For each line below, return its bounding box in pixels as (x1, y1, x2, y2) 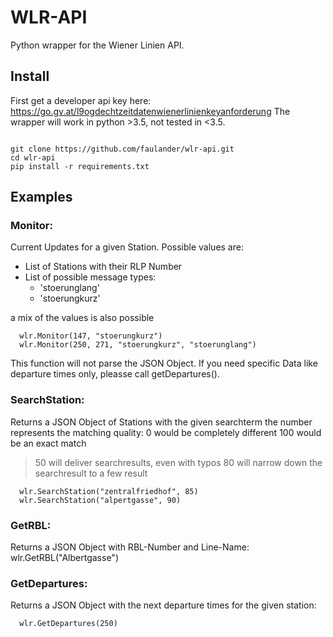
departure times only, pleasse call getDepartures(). (10, 368, 220, 380)
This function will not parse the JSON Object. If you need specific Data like (10, 357, 318, 370)
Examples (10, 189, 73, 206)
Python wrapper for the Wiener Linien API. (10, 39, 185, 51)
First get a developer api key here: (10, 94, 152, 106)
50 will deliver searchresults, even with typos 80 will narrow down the (34, 456, 323, 468)
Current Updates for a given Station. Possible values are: (10, 241, 244, 253)
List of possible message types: (24, 271, 157, 283)
